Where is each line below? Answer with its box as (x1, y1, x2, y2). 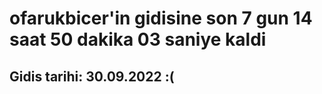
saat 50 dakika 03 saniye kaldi (9, 28, 267, 51)
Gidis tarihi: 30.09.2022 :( (9, 68, 175, 85)
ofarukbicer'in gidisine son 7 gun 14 (9, 7, 313, 30)
